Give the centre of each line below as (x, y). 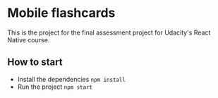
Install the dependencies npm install (71, 79)
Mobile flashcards (61, 13)
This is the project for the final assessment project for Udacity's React (109, 32)
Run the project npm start (55, 87)
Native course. (29, 39)
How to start (35, 62)
